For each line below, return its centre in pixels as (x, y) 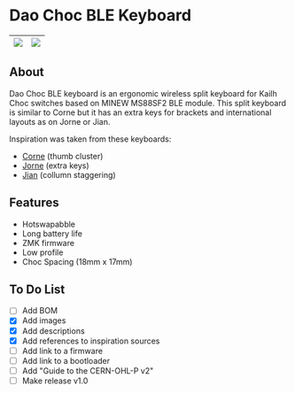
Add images (44, 320)
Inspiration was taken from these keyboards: (90, 139)
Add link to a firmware (62, 351)
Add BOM (40, 311)
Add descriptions (54, 331)
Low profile (43, 252)
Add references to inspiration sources (91, 341)
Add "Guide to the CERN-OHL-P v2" (88, 370)
